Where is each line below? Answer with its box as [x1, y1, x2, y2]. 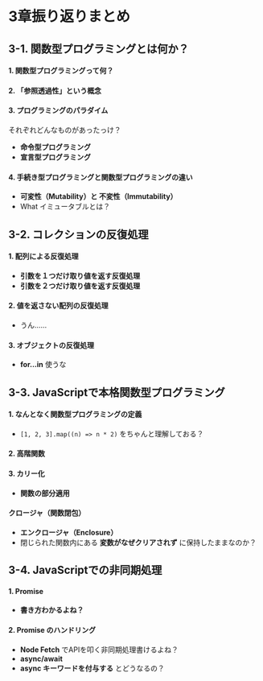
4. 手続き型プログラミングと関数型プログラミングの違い [8, 172, 193, 182]
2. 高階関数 [8, 448, 46, 459]
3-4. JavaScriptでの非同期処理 [8, 563, 162, 577]
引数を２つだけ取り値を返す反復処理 [19, 281, 141, 291]
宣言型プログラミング [19, 152, 91, 162]
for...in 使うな [19, 360, 67, 369]
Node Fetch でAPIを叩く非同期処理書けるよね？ [19, 645, 179, 654]
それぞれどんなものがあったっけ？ [8, 125, 121, 134]
